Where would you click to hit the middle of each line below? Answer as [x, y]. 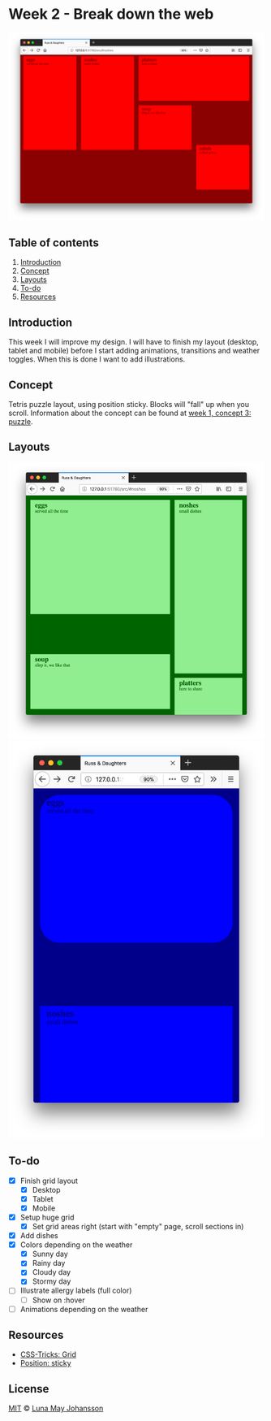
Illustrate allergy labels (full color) [76, 1291]
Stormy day [52, 1281]
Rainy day [49, 1263]
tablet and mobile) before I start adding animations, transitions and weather [134, 351]
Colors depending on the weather [76, 1245]
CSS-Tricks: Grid [48, 1354]
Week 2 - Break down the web [111, 14]
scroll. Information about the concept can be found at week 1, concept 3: [130, 413]
